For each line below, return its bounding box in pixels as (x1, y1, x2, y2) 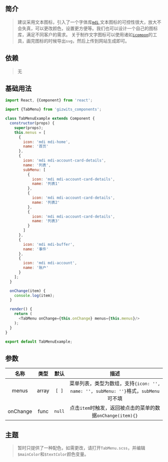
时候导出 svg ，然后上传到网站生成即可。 (48, 38, 130, 44)
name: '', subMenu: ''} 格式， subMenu (70, 388, 160, 395)
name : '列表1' (31, 181, 60, 187)
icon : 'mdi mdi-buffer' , (23, 242, 75, 247)
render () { (9, 306, 32, 312)
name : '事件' (23, 246, 49, 252)
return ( (14, 312, 32, 317)
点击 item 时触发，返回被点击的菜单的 (69, 404, 155, 411)
